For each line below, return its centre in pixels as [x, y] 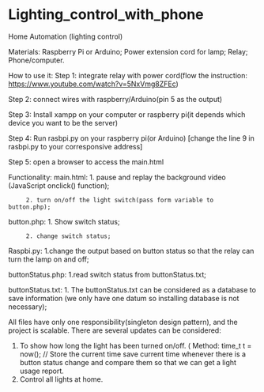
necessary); [28, 307]
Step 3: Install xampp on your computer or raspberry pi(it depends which [127, 114]
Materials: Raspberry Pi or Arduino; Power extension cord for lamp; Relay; [128, 51]
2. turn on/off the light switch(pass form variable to [120, 200]
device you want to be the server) [63, 122]
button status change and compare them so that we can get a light [128, 362]
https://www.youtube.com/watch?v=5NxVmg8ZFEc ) [94, 84]
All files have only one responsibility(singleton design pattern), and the [123, 322]
